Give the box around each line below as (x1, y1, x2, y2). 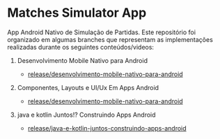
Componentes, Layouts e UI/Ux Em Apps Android (17, 83, 159, 92)
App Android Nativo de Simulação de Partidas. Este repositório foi (7, 28, 196, 36)
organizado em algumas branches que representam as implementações (7, 35, 214, 43)
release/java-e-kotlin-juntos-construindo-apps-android (27, 124, 187, 132)
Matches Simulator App (7, 5, 147, 21)
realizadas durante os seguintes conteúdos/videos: (7, 43, 155, 51)
